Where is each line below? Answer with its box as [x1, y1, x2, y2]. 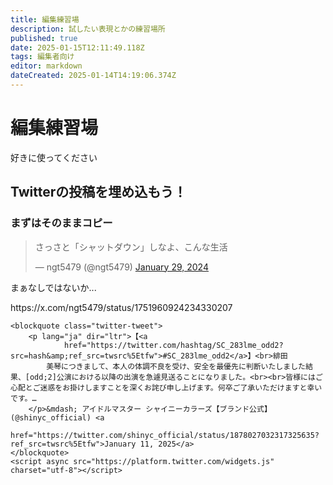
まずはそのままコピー [10, 216, 113, 230]
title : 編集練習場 [10, 14, 80, 25]
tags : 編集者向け [10, 52, 75, 62]
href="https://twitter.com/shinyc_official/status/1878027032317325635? [10, 430, 320, 440]
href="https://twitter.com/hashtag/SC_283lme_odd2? [63, 340, 284, 350]
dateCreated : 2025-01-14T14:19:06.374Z [10, 71, 177, 81]
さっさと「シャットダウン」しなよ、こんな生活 [34, 241, 228, 253]
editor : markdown [10, 61, 83, 71]
